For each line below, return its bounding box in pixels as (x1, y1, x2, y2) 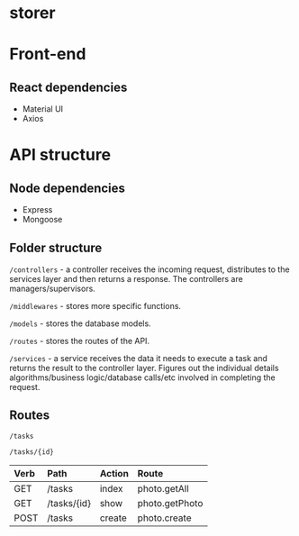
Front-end (9, 44, 86, 65)
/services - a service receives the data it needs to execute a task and (9, 353, 267, 363)
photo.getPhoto (137, 496, 204, 509)
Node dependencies (9, 180, 126, 195)
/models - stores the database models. (9, 318, 151, 329)
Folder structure (9, 240, 103, 255)
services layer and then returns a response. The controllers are (9, 274, 243, 284)
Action (99, 467, 129, 479)
